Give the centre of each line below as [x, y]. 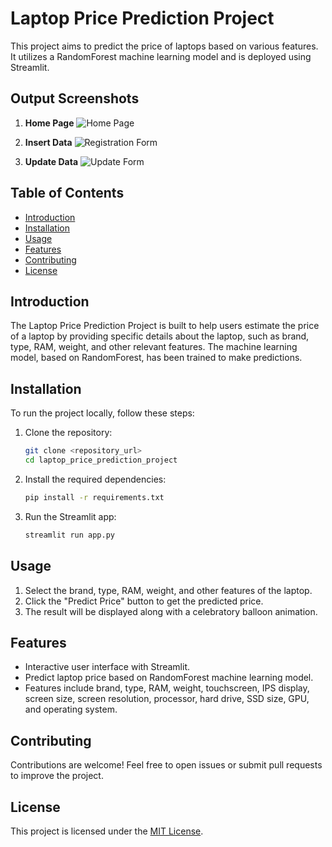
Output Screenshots [75, 98]
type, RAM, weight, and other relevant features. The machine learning [154, 347]
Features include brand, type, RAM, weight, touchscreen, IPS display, [167, 688]
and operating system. [71, 709]
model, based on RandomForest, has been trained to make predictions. [156, 358]
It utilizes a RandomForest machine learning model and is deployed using [161, 56]
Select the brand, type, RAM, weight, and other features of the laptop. [168, 590]
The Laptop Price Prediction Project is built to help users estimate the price [165, 326]
